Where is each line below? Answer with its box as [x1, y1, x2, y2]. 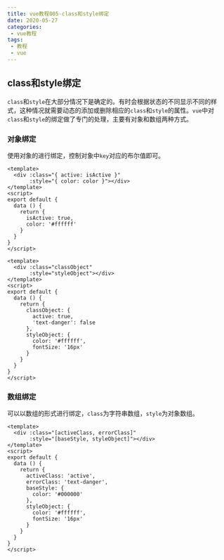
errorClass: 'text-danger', [25, 478, 109, 486]
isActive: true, [25, 214, 74, 221]
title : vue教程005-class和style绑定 [7, 10, 110, 18]
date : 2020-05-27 [7, 17, 58, 24]
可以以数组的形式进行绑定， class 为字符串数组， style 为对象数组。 [7, 409, 199, 418]
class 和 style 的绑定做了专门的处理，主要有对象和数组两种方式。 [7, 115, 193, 123]
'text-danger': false [32, 319, 96, 326]
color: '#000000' [32, 491, 83, 498]
